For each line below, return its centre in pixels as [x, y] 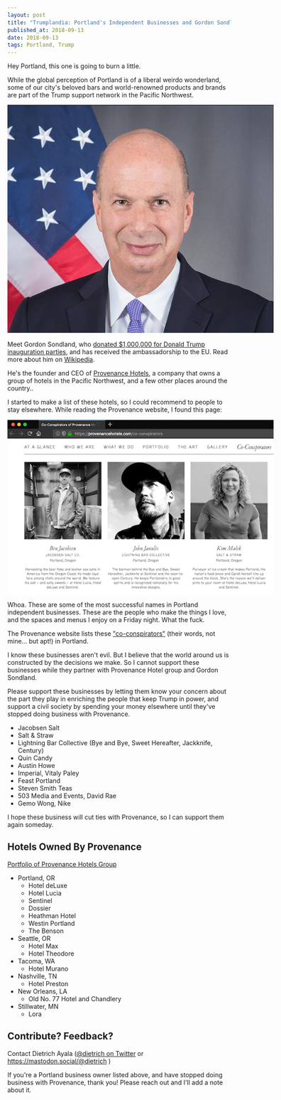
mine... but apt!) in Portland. [48, 641]
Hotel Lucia [45, 893]
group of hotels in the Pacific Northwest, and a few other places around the [117, 381]
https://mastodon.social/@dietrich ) [59, 1061]
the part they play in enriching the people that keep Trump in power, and [113, 699]
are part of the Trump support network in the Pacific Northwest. [100, 95]
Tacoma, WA [36, 961]
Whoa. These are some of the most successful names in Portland [103, 604]
